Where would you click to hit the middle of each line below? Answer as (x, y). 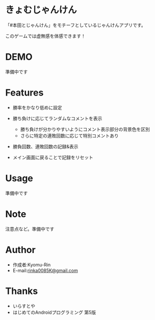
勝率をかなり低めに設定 (37, 107)
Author (20, 250)
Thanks (22, 291)
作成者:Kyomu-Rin (32, 265)
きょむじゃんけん (41, 10)
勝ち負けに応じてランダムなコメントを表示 (57, 118)
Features (24, 93)
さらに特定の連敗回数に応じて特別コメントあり (69, 135)
